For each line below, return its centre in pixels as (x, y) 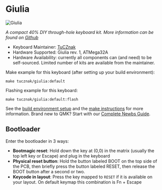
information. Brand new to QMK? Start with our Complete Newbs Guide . (78, 114)
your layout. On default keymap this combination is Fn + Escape (77, 182)
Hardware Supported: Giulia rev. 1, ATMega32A (60, 52)
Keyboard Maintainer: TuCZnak (44, 47)
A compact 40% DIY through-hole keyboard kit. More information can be (80, 32)
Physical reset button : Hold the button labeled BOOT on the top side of (85, 161)
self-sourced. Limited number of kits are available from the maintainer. (84, 63)
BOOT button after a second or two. (49, 171)
